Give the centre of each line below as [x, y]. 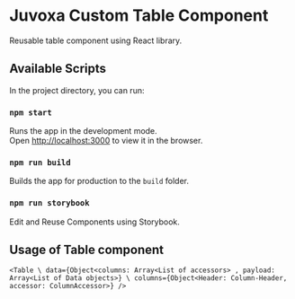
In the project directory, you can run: [77, 90]
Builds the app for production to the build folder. [99, 181]
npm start [31, 112]
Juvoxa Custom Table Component [139, 16]
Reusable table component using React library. [96, 40]
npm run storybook [49, 203]
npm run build [40, 162]
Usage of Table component [87, 250]
